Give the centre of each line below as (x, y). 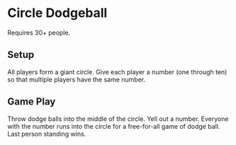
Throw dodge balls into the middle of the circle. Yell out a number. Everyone (118, 119)
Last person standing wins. (47, 134)
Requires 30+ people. (39, 33)
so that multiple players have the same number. (77, 79)
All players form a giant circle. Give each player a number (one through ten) (117, 71)
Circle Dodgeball (57, 13)
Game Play (32, 101)
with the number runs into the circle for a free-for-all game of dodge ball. (114, 126)
